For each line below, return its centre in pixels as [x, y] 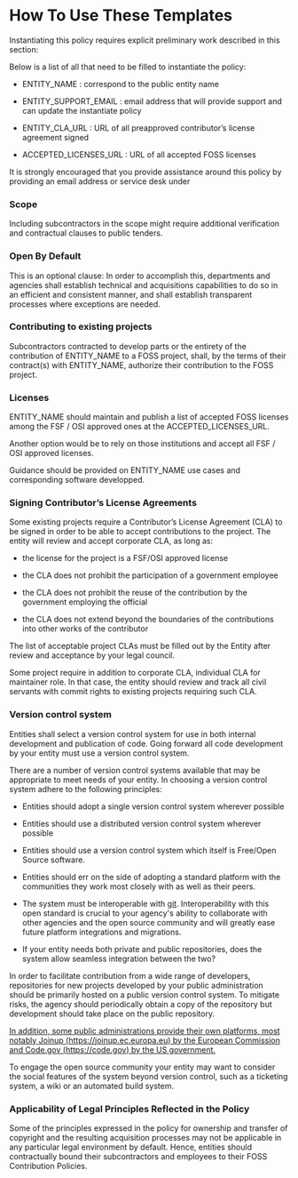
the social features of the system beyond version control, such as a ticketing [149, 1076]
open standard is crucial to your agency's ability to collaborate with [145, 913]
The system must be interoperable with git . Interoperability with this [145, 903]
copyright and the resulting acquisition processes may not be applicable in [145, 1138]
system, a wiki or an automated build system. [92, 1086]
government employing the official [85, 602]
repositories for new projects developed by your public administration [136, 985]
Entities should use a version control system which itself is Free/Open [149, 850]
